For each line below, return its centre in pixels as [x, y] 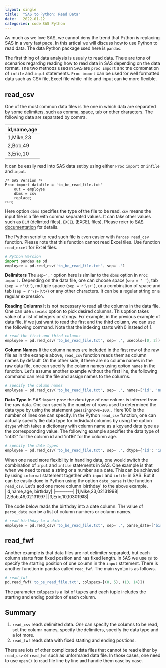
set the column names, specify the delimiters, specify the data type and [85, 630]
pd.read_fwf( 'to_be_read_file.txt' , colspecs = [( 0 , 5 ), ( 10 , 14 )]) [75, 582]
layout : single [21, 10]
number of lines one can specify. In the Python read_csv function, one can [81, 415]
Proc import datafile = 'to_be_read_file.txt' [54, 185]
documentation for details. [32, 227]
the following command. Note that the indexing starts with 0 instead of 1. [79, 327]
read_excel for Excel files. [31, 247]
